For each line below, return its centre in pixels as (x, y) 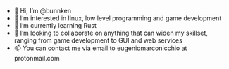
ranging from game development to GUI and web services (98, 40)
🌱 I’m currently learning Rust (55, 25)
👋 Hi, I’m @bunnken (43, 11)
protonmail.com (37, 58)
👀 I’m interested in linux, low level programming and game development (118, 18)
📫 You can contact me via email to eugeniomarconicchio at (100, 48)
